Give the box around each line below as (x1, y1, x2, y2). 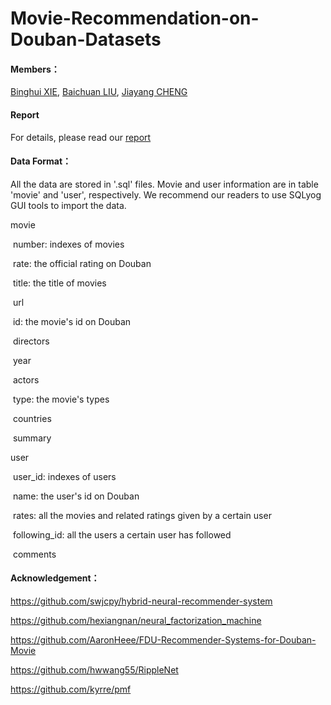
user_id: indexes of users (12, 470, 117, 482)
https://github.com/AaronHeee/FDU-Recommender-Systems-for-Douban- (10, 634, 317, 646)
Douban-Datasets (10, 28, 162, 51)
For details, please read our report (10, 131, 152, 143)
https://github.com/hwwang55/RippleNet (10, 664, 179, 676)
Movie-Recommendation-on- (10, 7, 260, 30)
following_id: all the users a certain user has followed (12, 528, 232, 541)
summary (12, 432, 52, 444)
